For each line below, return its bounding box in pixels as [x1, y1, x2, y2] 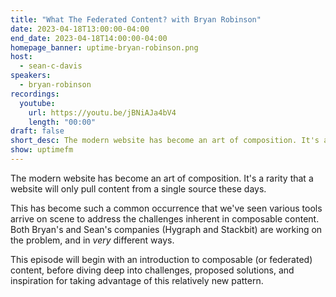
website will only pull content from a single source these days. [10, 182, 267, 195]
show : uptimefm [10, 145, 74, 155]
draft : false [10, 126, 65, 136]
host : [10, 52, 33, 62]
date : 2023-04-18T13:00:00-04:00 [10, 24, 150, 34]
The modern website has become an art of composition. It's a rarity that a [10, 172, 314, 184]
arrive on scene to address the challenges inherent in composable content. [10, 212, 320, 225]
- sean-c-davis [19, 61, 83, 71]
